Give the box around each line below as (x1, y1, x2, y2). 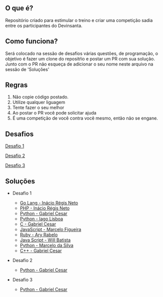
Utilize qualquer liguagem (12, 99, 65, 105)
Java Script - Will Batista (19, 237, 71, 243)
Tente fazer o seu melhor (12, 104, 64, 110)
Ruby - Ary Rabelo (19, 232, 58, 238)
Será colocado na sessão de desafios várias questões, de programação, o (5, 50, 158, 56)
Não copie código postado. (12, 94, 69, 100)
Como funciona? (5, 37, 58, 45)
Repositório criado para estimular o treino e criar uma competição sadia (5, 17, 153, 23)
